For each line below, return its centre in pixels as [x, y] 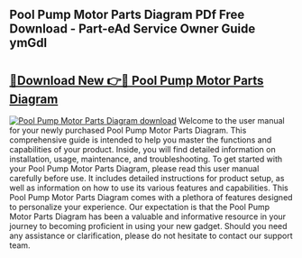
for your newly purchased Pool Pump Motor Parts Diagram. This [128, 130]
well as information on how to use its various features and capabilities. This [149, 188]
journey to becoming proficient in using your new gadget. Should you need [148, 226]
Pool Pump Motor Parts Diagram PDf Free [127, 15]
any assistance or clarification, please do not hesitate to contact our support [151, 235]
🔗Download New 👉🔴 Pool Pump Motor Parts [137, 80]
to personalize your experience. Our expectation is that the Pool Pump [140, 207]
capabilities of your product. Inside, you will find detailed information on [143, 149]
